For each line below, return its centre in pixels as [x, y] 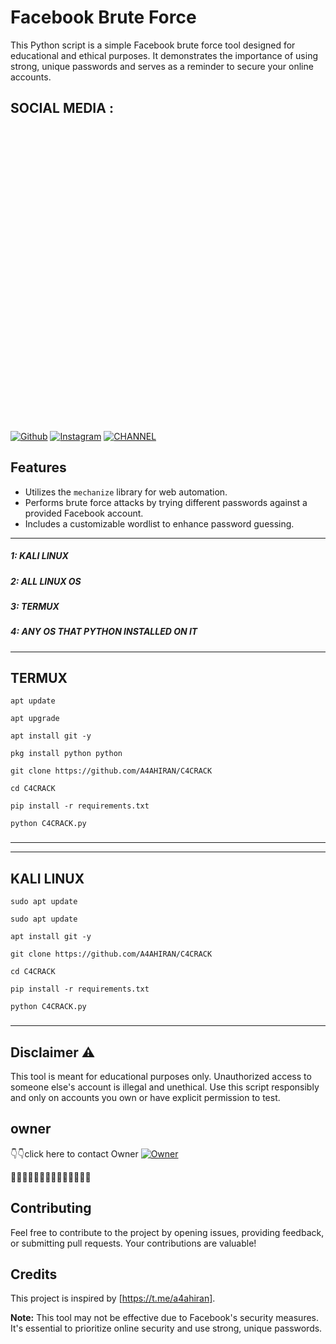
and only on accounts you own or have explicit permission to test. [145, 1097]
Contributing [51, 1208]
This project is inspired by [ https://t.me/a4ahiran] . [113, 1298]
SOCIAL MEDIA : [62, 108]
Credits [34, 1274]
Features [38, 467]
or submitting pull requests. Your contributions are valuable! [133, 1243]
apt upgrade [35, 719]
